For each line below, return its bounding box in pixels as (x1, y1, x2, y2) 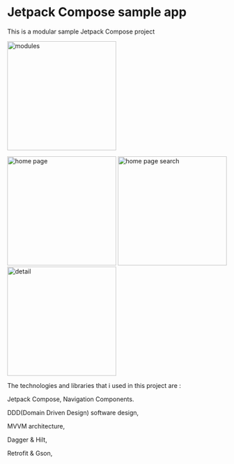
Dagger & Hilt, (7, 435, 47, 444)
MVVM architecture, (7, 421, 65, 430)
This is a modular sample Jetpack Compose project (7, 27, 155, 36)
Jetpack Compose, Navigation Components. (7, 395, 134, 403)
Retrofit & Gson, (7, 449, 53, 457)
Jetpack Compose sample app (7, 4, 187, 20)
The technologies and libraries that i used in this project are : (7, 381, 181, 389)
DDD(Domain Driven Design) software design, (7, 408, 139, 417)
